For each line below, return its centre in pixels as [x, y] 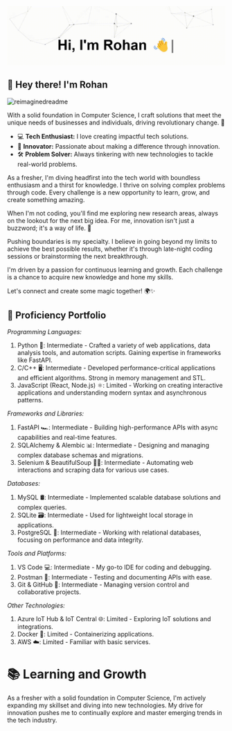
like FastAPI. [35, 360]
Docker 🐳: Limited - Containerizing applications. [86, 634]
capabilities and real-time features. [67, 438]
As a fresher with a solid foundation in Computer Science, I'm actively [107, 698]
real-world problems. [47, 164]
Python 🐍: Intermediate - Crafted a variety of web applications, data [114, 345]
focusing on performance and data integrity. [80, 540]
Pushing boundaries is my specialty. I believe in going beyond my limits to [112, 241]
